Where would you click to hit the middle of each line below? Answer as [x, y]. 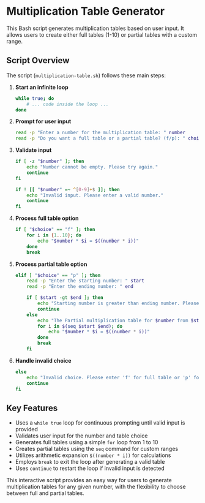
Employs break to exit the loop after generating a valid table [90, 462]
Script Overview [38, 60]
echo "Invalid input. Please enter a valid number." [95, 195]
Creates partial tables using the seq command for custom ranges [97, 449]
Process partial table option [51, 264]
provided [27, 429]
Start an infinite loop [42, 87]
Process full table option [47, 218]
